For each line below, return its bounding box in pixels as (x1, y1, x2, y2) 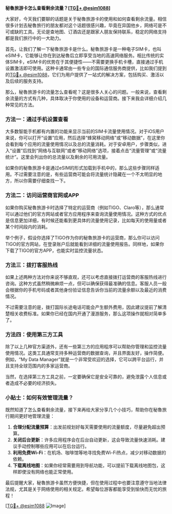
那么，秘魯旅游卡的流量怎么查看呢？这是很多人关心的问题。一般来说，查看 (5, 89, 162, 95)
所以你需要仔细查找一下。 (14, 178, 68, 184)
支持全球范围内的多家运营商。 (9, 363, 73, 369)
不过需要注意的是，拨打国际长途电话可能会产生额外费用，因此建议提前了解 (5, 304, 162, 310)
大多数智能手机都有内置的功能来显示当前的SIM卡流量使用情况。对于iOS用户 (5, 128, 165, 135)
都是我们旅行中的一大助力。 (5, 35, 64, 41)
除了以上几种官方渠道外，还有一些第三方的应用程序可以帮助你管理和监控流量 (5, 343, 167, 350)
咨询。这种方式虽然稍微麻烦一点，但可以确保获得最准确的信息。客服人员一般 (5, 280, 167, 286)
